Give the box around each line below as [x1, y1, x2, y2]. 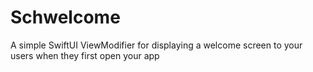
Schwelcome [10, 6, 121, 29]
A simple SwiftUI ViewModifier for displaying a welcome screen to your [10, 39, 303, 51]
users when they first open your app [10, 49, 160, 61]
